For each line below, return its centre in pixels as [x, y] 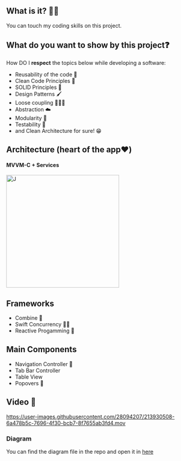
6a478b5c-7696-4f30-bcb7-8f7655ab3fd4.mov [66, 423]
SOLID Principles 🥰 [38, 87]
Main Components [41, 350]
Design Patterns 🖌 [38, 94]
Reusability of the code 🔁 [46, 74]
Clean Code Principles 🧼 [45, 81]
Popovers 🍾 [29, 383]
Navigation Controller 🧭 [44, 364]
